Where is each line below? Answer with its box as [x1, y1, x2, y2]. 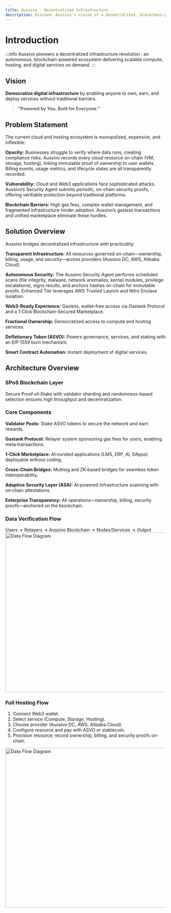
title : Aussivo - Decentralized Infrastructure [5, 7, 108, 13]
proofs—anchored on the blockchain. [5, 502, 83, 509]
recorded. [5, 171, 26, 177]
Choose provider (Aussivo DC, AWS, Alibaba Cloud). [12, 722, 123, 728]
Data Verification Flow [5, 515, 62, 522]
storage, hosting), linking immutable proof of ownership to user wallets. [5, 160, 155, 166]
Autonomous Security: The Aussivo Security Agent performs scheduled [5, 271, 158, 277]
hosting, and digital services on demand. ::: [5, 62, 96, 68]
